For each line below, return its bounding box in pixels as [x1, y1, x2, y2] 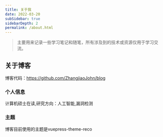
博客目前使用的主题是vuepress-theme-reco [5, 126, 92, 132]
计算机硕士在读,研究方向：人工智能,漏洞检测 [5, 101, 94, 107]
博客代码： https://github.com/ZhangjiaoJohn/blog [5, 75, 106, 81]
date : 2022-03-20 [5, 12, 41, 17]
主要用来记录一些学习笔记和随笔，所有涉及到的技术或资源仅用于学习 [17, 40, 154, 46]
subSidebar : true [5, 16, 41, 21]
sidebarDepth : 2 [5, 21, 38, 26]
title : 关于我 [5, 7, 32, 12]
